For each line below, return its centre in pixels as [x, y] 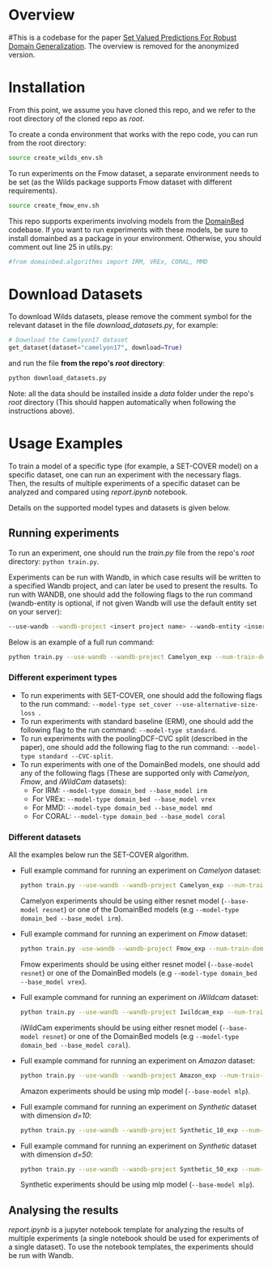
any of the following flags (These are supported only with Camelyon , [134, 773]
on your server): [35, 611]
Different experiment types [63, 678]
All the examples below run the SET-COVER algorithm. [99, 855]
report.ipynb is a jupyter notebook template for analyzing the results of [126, 1230]
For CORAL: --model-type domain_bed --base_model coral [129, 816]
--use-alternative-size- [217, 705]
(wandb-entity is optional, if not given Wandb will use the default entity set [133, 603]
